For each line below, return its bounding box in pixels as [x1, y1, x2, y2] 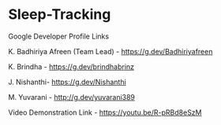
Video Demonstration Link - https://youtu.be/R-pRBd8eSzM [8, 108, 202, 117]
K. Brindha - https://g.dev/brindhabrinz [8, 61, 135, 72]
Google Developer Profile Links [8, 31, 109, 41]
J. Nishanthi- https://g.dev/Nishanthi [8, 77, 126, 86]
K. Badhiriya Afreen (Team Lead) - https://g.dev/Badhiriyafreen [8, 46, 213, 56]
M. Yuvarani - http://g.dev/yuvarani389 [8, 92, 136, 101]
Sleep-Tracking [8, 6, 111, 24]
